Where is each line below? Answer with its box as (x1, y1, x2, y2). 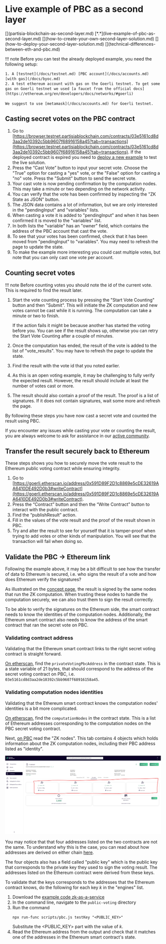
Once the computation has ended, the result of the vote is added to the (12, 342, 157, 348)
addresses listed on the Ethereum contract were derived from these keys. (5, 870, 155, 876)
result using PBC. (5, 418, 41, 424)
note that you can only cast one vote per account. (12, 254, 114, 260)
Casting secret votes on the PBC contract (5, 115, 135, 123)
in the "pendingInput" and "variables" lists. (12, 207, 100, 213)
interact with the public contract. (12, 507, 79, 513)
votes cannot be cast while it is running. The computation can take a (12, 307, 152, 313)
